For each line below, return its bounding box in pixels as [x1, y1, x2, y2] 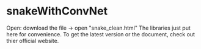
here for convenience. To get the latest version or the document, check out [6, 30, 196, 38]
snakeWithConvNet [6, 4, 108, 18]
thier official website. [6, 37, 59, 44]
